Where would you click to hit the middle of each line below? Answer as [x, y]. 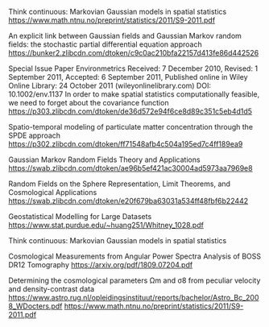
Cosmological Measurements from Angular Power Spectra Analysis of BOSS [135, 256]
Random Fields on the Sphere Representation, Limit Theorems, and [120, 184]
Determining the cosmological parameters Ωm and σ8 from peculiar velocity [134, 280]
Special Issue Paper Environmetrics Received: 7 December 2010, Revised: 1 [133, 68]
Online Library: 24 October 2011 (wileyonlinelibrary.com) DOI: [110, 85]
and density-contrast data [52, 289]
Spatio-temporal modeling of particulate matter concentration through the [131, 127]
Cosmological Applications [53, 192]
